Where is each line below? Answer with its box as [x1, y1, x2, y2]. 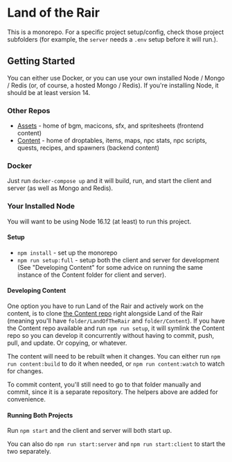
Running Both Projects [7, 411, 73, 419]
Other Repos [7, 105, 51, 115]
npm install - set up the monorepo [17, 248, 118, 257]
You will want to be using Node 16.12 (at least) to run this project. [7, 217, 192, 225]
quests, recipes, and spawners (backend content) [17, 144, 159, 152]
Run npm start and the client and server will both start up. [7, 427, 172, 435]
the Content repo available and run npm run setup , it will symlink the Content [7, 324, 225, 332]
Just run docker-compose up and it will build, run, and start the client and [7, 177, 212, 185]
